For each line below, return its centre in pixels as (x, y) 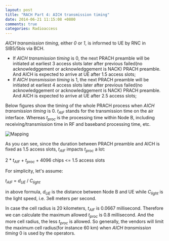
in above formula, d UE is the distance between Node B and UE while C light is (84, 192)
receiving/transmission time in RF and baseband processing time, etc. (78, 124)
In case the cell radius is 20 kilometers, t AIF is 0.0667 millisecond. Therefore (84, 209)
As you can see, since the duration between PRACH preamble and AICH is (83, 143)
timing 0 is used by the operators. (40, 233)
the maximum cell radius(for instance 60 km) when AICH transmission (78, 228)
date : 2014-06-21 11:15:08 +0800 (40, 19)
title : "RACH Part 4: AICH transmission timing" (57, 15)
